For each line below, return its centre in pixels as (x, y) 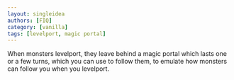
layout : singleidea (36, 14)
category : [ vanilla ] (38, 27)
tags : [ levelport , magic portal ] (57, 34)
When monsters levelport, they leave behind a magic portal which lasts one (117, 54)
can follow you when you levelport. (58, 69)
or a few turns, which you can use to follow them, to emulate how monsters (117, 62)
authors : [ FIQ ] (30, 21)
